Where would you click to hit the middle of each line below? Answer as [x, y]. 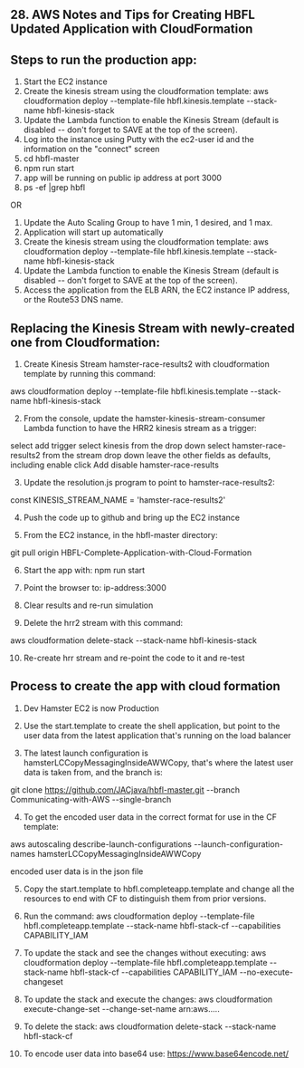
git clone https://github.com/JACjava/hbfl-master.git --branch [125, 789]
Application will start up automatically [93, 232]
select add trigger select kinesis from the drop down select [120, 446]
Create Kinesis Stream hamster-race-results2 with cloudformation [147, 364]
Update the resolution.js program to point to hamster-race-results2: [149, 483]
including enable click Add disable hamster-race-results [115, 465]
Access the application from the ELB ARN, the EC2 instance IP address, [157, 290]
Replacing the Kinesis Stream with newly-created [152, 328]
